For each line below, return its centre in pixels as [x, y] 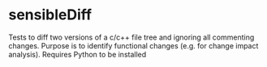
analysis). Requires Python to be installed [78, 54]
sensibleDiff [50, 15]
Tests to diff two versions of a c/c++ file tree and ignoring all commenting [131, 37]
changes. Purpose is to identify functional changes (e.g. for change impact [133, 45]
